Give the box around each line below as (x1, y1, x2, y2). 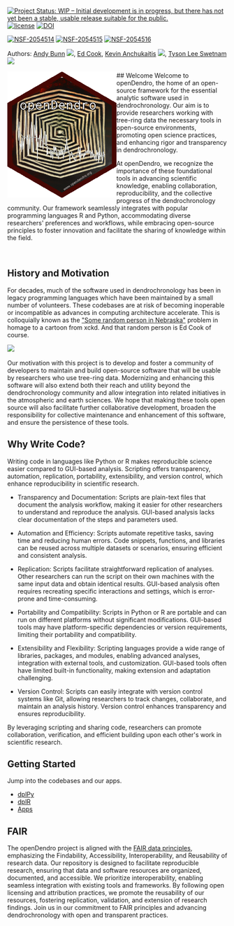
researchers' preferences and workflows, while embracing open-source (7, 219, 214, 227)
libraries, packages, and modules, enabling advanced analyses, (17, 651, 200, 659)
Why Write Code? (7, 438, 86, 451)
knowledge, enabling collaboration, (116, 182, 218, 190)
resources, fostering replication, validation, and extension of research (7, 896, 207, 904)
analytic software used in (116, 94, 189, 101)
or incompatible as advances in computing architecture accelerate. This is (7, 308, 220, 316)
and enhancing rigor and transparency (116, 139, 227, 146)
